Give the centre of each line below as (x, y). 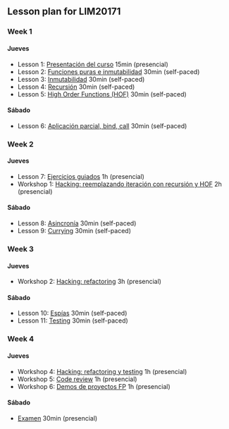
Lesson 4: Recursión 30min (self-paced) (76, 87)
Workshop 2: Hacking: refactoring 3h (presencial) (89, 282)
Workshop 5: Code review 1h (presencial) (77, 379)
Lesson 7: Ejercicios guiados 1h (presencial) (81, 176)
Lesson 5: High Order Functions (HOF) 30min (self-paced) (102, 94)
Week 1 (20, 32)
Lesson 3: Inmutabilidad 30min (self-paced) (81, 79)
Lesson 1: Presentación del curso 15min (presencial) (93, 64)
